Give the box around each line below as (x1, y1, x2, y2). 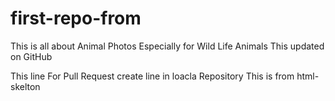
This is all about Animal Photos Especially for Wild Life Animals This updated (10, 40, 325, 52)
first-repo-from (10, 7, 142, 30)
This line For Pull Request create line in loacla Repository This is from (10, 70, 295, 82)
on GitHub (10, 50, 53, 62)
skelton (10, 80, 41, 92)
